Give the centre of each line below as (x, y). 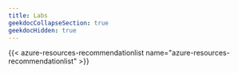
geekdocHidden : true (43, 30)
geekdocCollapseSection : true (59, 23)
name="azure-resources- (188, 53)
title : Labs (28, 15)
